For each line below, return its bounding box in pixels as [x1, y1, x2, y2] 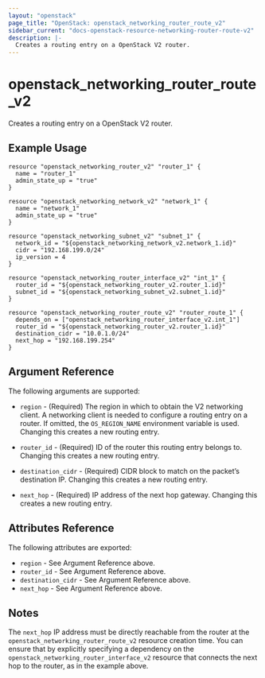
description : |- [8, 33, 62, 42]
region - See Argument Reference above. [19, 558, 155, 568]
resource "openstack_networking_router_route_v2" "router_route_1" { [8, 308, 244, 316]
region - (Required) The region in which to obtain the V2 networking [19, 401, 244, 411]
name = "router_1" [15, 169, 77, 177]
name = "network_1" [15, 204, 80, 212]
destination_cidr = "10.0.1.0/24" [15, 329, 130, 338]
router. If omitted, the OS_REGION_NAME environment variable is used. [19, 418, 240, 428]
